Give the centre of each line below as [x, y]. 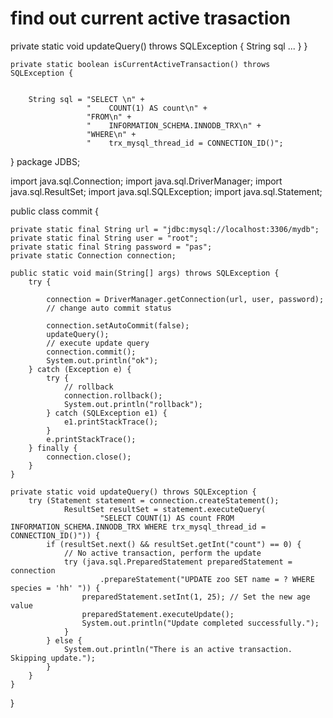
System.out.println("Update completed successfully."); [200, 623]
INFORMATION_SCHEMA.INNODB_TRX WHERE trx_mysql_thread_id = [138, 527]
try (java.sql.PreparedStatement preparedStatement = [178, 562]
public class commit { [54, 211]
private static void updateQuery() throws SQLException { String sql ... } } [159, 46]
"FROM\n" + [109, 117]
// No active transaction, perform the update [162, 553]
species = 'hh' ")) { [55, 588]
